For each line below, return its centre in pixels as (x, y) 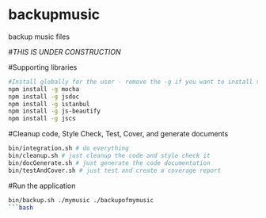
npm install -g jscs (42, 119)
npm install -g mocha (44, 89)
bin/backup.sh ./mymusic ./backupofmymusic (81, 200)
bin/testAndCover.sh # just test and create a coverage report (115, 170)
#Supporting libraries (43, 67)
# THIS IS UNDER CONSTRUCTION (65, 52)
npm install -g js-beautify (55, 111)
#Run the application (42, 185)
